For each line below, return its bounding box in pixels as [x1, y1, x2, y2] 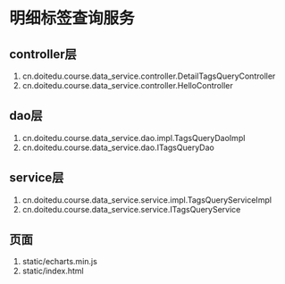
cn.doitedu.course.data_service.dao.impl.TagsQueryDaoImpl [21, 132, 246, 143]
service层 [9, 171, 64, 186]
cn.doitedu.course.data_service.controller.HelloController [21, 80, 234, 90]
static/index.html [21, 265, 84, 277]
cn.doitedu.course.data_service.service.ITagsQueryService [21, 204, 241, 214]
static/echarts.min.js [21, 256, 98, 267]
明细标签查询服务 [9, 8, 136, 29]
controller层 [9, 46, 78, 62]
